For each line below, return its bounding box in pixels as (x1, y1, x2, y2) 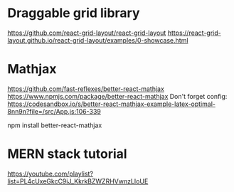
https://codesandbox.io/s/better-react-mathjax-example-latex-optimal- (7, 100, 216, 108)
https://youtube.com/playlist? (7, 169, 94, 178)
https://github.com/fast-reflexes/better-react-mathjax (7, 84, 165, 93)
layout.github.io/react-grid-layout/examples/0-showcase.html (7, 36, 188, 44)
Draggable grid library (7, 5, 140, 21)
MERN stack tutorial (7, 146, 127, 162)
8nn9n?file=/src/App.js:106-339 (7, 107, 101, 115)
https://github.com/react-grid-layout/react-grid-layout (7, 28, 166, 37)
